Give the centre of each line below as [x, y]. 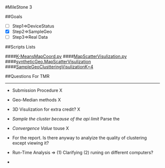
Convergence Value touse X [41, 128]
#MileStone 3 [19, 7]
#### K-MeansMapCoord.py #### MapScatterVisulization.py [66, 56]
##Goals [14, 16]
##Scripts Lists [20, 47]
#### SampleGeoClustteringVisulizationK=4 [49, 67]
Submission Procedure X [37, 91]
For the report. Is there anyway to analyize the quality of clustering [80, 138]
